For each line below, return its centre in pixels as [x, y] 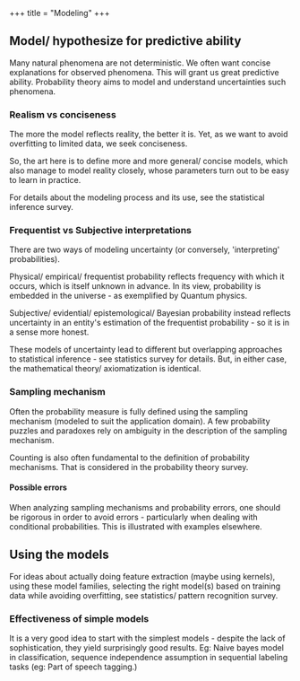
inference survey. [42, 207]
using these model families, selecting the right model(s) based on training [145, 586]
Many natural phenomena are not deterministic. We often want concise [140, 63]
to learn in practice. [45, 180]
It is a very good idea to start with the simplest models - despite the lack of [147, 638]
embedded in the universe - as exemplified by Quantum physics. [129, 296]
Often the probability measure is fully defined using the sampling [129, 411]
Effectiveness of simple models [79, 618]
